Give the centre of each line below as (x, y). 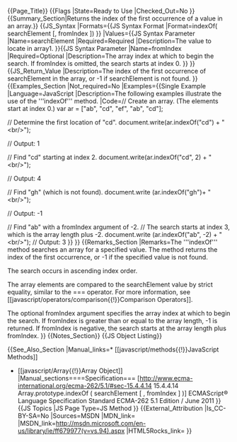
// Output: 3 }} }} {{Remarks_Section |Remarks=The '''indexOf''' (125, 242)
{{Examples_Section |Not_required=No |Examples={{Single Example (107, 86)
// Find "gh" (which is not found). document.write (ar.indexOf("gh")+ (107, 192)
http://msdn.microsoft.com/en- (101, 423)
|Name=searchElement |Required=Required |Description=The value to (110, 41)
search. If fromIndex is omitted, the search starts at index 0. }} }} (102, 63)
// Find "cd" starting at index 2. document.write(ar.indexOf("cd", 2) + (107, 157)
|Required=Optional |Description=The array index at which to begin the (111, 56)
